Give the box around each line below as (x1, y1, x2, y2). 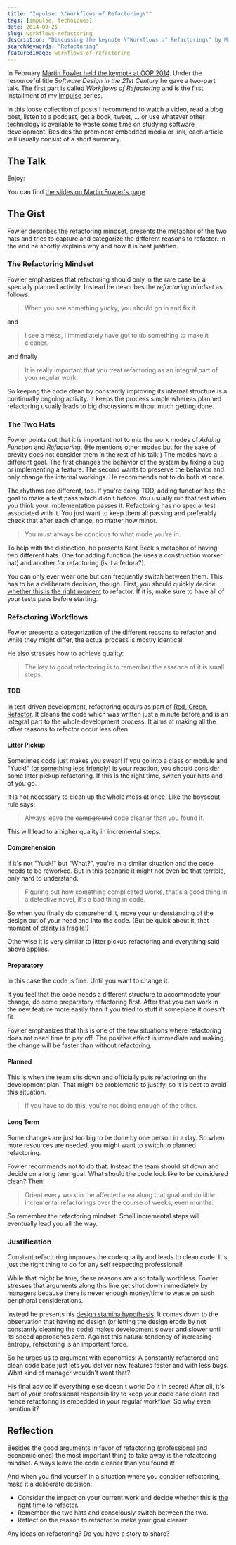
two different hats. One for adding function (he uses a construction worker (7, 551, 223, 560)
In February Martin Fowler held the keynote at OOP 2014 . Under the (7, 68, 202, 77)
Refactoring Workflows (7, 612, 88, 622)
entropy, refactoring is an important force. (7, 1339, 129, 1348)
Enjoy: (7, 174, 26, 182)
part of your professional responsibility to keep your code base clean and (7, 1389, 220, 1398)
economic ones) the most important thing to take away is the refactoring (7, 1451, 216, 1459)
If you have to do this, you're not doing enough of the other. (24, 1102, 197, 1110)
